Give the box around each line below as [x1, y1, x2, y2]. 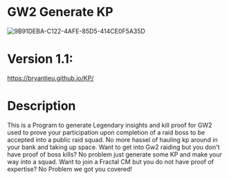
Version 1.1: [7, 51, 74, 67]
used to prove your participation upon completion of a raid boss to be [7, 128, 205, 137]
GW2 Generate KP [7, 4, 113, 20]
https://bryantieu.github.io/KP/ [7, 74, 94, 82]
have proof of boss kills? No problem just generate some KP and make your [7, 150, 223, 159]
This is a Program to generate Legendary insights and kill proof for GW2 [7, 121, 212, 129]
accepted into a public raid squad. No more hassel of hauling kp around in [7, 135, 218, 143]
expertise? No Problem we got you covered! [7, 165, 133, 173]
